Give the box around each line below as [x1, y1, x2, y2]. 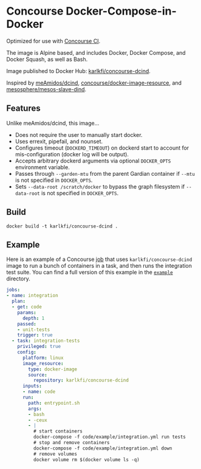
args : [28, 406, 43, 412]
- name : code [22, 389, 56, 395]
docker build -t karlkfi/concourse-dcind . [6, 223, 118, 229]
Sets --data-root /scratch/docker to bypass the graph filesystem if [15, 182, 185, 190]
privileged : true [17, 344, 61, 350]
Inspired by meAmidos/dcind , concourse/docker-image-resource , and [6, 79, 182, 86]
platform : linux [22, 355, 64, 361]
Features [6, 103, 41, 114]
